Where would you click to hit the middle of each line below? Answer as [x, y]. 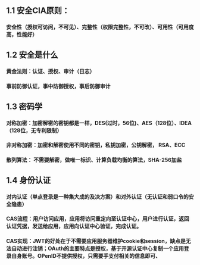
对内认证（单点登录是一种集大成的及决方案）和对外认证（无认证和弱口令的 [97, 197]
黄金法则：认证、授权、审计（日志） [51, 71]
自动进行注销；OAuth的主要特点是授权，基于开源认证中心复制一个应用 [98, 248]
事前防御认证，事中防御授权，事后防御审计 [58, 86]
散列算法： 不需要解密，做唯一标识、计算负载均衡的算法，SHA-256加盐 [94, 160]
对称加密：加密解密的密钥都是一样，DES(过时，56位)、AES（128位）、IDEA [99, 123]
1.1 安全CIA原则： [38, 11]
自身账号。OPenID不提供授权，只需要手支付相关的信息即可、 [86, 255]
